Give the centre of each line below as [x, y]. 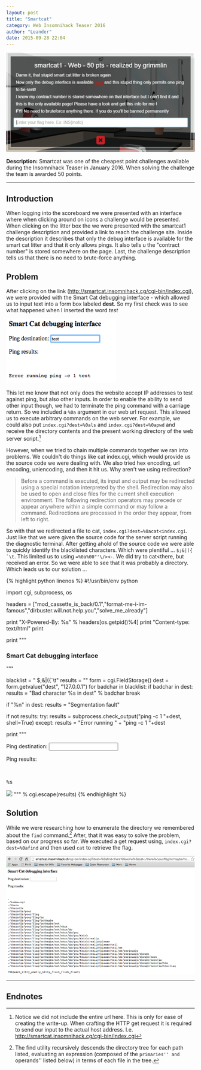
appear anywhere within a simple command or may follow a [94, 506]
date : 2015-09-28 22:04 [36, 38]
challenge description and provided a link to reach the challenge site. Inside [99, 232]
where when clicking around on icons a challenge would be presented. [93, 220]
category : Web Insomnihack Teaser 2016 [56, 25]
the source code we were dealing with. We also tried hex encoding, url [93, 463]
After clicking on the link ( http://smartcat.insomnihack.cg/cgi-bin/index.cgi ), [100, 291]
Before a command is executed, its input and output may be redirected [108, 481]
